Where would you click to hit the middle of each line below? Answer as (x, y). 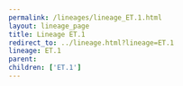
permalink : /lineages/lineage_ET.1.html (86, 17)
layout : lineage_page (49, 26)
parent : (23, 59)
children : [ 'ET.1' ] (45, 68)
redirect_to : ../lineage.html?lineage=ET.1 (91, 43)
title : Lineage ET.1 (47, 34)
